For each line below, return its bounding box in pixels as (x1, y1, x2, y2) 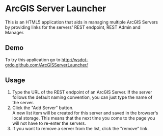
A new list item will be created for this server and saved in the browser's (12, 110, 159, 115)
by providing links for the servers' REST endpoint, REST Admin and (5, 24, 141, 30)
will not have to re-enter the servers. (12, 120, 86, 126)
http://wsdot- (61, 57, 88, 63)
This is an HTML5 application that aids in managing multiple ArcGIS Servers (5, 19, 158, 25)
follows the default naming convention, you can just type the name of (12, 94, 153, 100)
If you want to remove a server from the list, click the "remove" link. (12, 125, 149, 131)
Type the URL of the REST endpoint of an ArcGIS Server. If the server (12, 89, 152, 95)
